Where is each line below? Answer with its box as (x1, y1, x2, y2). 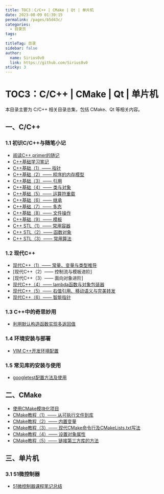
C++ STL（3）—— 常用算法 (12, 235, 72, 242)
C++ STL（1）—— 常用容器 (12, 223, 71, 229)
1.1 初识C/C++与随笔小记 (5, 140, 66, 147)
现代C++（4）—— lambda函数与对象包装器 (12, 282, 105, 288)
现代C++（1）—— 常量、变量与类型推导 (12, 262, 97, 268)
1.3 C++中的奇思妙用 (5, 308, 57, 315)
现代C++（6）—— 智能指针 (12, 294, 72, 301)
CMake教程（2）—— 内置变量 (12, 418, 77, 424)
